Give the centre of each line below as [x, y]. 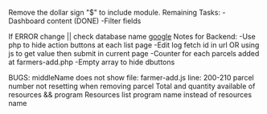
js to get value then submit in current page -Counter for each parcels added [134, 53]
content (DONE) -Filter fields [94, 21]
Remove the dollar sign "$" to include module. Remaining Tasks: [115, 12]
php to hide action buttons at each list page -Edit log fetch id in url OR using [134, 45]
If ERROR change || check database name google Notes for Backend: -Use [132, 37]
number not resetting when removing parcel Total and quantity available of [132, 86]
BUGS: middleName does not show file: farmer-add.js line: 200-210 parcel [131, 77]
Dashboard [27, 21]
